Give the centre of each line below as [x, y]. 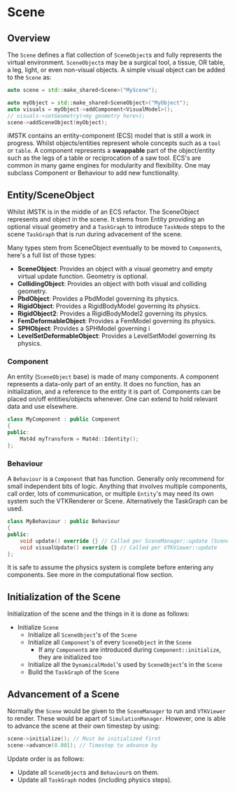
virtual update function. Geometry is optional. [83, 276]
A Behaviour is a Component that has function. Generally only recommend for [116, 479]
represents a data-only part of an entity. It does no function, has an [104, 384]
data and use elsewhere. [43, 407]
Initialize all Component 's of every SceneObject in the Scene [110, 642]
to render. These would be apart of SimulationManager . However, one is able [116, 719]
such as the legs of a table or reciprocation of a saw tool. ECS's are [104, 158]
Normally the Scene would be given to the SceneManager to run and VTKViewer [116, 711]
